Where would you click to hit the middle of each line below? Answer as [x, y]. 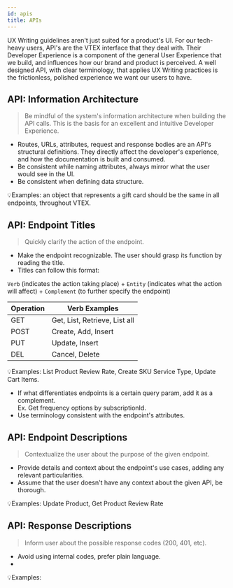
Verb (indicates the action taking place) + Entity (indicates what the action [115, 284]
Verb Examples [93, 308]
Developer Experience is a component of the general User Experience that [114, 55]
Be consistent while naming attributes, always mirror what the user [113, 167]
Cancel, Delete [76, 354]
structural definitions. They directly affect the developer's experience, [118, 152]
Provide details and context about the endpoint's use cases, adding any [121, 467]
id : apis [20, 14]
